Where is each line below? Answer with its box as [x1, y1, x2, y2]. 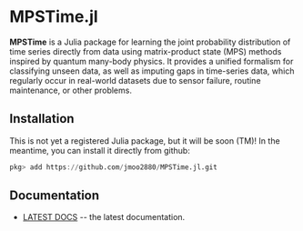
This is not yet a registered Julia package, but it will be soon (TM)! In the [9, 135, 280, 146]
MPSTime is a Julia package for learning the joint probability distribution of [9, 36, 291, 47]
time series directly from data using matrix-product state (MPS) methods [9, 45, 282, 56]
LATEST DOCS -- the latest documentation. [22, 212, 186, 223]
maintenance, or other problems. [9, 85, 132, 95]
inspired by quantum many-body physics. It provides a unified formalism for [9, 55, 294, 66]
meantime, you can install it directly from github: [9, 145, 191, 156]
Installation [9, 111, 75, 126]
